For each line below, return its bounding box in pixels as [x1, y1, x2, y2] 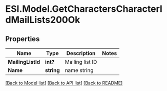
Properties [5, 34, 40, 43]
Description [66, 50, 96, 57]
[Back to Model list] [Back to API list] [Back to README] [5, 80, 123, 86]
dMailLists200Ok [5, 14, 80, 26]
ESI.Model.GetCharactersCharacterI [5, 3, 163, 15]
